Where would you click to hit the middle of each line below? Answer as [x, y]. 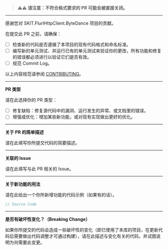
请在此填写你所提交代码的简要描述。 [42, 143]
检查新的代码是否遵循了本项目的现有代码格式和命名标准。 [71, 44]
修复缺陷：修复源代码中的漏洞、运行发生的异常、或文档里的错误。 [80, 111]
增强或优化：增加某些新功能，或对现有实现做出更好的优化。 [74, 117]
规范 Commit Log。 [32, 63]
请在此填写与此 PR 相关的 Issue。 [39, 169]
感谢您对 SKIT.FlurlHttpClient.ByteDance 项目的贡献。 [61, 23]
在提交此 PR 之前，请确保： [33, 34]
